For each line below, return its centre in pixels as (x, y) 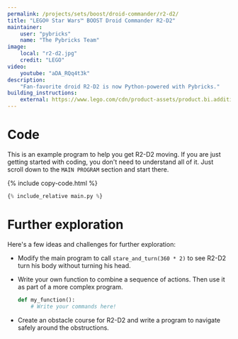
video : (17, 67)
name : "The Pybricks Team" (60, 40)
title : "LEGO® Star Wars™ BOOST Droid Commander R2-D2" (91, 21)
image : (17, 47)
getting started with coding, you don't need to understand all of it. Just (110, 162)
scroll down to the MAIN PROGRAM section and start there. (88, 169)
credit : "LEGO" (42, 60)
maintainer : (25, 27)
